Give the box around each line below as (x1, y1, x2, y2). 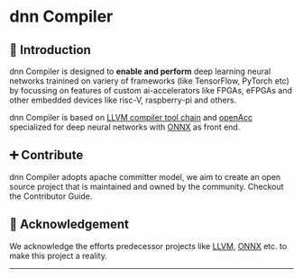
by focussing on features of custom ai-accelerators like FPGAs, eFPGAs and (9, 85, 293, 95)
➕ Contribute (9, 148, 84, 163)
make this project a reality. (9, 250, 108, 261)
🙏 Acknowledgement (9, 217, 129, 232)
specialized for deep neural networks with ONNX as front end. (9, 121, 241, 132)
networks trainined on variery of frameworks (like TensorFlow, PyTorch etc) (9, 76, 290, 86)
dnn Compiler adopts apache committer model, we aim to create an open (9, 171, 281, 182)
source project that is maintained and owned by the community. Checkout (9, 181, 284, 192)
